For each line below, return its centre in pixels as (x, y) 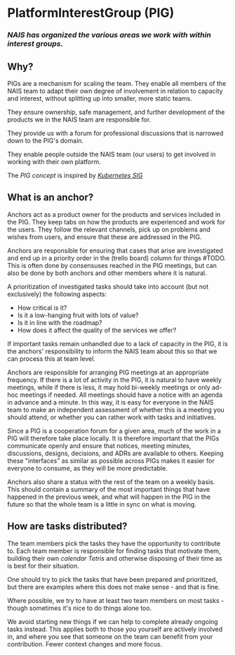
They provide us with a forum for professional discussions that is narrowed (115, 133)
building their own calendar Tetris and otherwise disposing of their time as (115, 558)
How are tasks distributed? (67, 527)
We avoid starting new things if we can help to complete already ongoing (113, 621)
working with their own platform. (54, 161)
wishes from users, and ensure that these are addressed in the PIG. (105, 236)
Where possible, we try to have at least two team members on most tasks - (116, 600)
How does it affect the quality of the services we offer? (97, 330)
